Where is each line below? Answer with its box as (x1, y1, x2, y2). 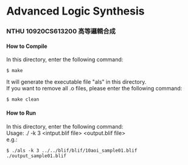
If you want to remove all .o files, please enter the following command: (6, 85, 183, 92)
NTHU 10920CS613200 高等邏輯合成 (6, 27, 116, 36)
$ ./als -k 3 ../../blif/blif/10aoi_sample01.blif (6, 147, 138, 153)
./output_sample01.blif (6, 153, 67, 159)
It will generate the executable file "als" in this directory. (6, 78, 147, 86)
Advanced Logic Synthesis (6, 4, 145, 18)
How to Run (6, 109, 37, 116)
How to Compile (6, 42, 47, 50)
